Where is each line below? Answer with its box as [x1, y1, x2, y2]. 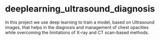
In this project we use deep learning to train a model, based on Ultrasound [5, 19, 155, 25]
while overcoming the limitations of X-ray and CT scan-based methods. [5, 29, 149, 35]
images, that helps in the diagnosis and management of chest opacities [5, 24, 149, 30]
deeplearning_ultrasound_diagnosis [5, 3, 155, 14]
